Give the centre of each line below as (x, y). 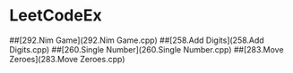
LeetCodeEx (56, 16)
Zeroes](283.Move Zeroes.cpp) (67, 59)
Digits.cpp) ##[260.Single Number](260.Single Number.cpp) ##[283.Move (146, 49)
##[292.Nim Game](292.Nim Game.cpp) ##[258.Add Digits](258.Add (137, 40)
